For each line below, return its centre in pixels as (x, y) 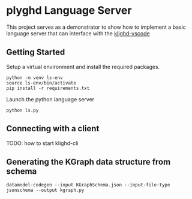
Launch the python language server (50, 99)
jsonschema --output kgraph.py (45, 190)
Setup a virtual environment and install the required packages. (83, 67)
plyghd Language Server (69, 10)
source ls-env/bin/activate (41, 83)
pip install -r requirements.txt (48, 88)
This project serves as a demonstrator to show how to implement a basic (96, 27)
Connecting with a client (53, 129)
